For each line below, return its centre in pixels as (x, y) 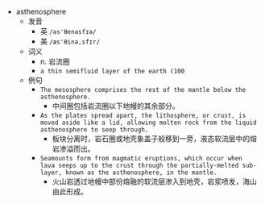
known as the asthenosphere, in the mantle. (141, 173)
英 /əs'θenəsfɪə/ (68, 31)
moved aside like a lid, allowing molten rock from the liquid (148, 123)
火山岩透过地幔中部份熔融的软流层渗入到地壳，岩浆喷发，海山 (155, 181)
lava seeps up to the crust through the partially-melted (139, 165)
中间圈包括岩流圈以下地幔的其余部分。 (116, 106)
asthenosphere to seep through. (94, 130)
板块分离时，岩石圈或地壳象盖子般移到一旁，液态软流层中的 (151, 139)
